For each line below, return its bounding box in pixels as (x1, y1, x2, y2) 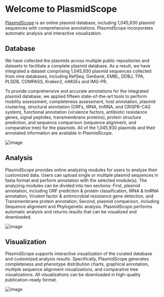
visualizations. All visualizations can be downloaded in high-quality (5, 272, 141, 278)
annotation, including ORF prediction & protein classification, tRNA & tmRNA (5, 188, 159, 194)
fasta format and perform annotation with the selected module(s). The (5, 177, 147, 183)
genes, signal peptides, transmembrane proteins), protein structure (5, 114, 141, 120)
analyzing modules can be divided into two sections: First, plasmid (5, 182, 140, 188)
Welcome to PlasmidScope (5, 3, 117, 15)
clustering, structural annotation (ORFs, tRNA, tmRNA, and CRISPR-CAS (5, 103, 151, 109)
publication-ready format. (5, 277, 58, 283)
